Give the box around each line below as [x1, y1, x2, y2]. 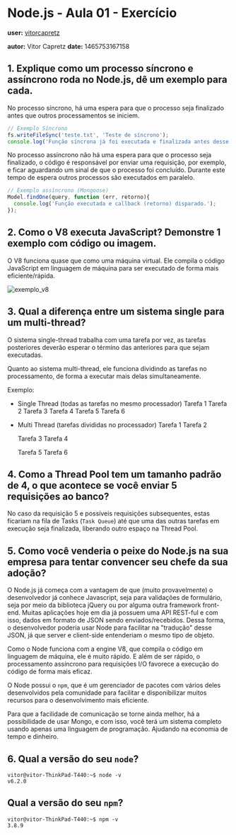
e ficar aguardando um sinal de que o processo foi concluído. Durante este [7, 166, 225, 174]
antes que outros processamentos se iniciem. [7, 111, 140, 120]
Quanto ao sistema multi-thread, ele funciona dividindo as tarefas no [7, 364, 207, 373]
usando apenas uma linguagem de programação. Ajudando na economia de [7, 725, 228, 734]
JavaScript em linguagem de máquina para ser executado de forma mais [7, 263, 219, 272]
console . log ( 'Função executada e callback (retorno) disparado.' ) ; [13, 200, 217, 208]
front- [202, 601, 220, 610]
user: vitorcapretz [7, 28, 60, 37]
